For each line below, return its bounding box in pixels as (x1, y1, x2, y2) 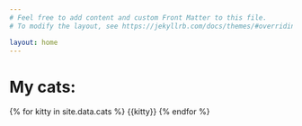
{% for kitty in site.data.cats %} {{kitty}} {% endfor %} (9, 106, 210, 117)
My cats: (9, 76, 76, 97)
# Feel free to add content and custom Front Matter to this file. (9, 13, 268, 22)
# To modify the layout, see (9, 22, 119, 31)
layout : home (9, 38, 58, 47)
